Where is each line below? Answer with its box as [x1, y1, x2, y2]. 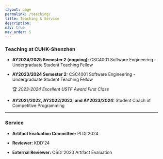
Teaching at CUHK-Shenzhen [5, 46, 76, 53]
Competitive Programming [12, 103, 65, 108]
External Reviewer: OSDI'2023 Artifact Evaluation [12, 149, 113, 155]
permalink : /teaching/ [5, 12, 51, 17]
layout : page [5, 7, 32, 12]
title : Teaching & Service [5, 16, 60, 21]
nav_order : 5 [5, 30, 32, 35]
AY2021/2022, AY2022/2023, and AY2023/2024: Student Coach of [12, 98, 151, 104]
